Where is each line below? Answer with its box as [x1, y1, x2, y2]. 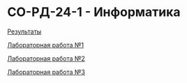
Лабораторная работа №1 [7, 40, 84, 49]
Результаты [7, 27, 42, 36]
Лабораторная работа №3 [7, 68, 86, 76]
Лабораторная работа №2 [7, 54, 86, 63]
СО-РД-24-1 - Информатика [7, 4, 181, 20]
